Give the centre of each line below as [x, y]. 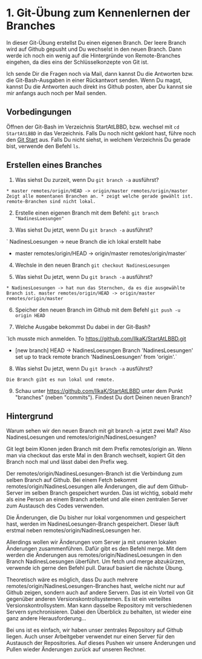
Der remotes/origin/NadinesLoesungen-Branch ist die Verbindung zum [94, 473]
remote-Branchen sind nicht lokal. [51, 201]
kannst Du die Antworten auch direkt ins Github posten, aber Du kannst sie [99, 86]
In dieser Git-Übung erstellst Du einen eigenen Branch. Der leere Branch [96, 42]
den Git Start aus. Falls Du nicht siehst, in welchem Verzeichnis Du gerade [98, 139]
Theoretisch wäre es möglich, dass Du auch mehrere [72, 580]
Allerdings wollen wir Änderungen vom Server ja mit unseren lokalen [91, 542]
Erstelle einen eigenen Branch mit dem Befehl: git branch [87, 213]
